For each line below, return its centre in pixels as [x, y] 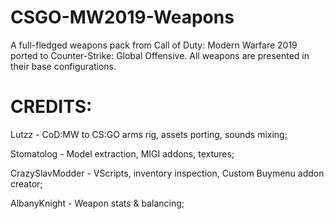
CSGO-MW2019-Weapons [122, 17]
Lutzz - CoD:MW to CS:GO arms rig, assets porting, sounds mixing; [149, 134]
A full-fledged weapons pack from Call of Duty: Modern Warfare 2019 [154, 45]
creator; [26, 183]
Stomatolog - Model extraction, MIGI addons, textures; [122, 153]
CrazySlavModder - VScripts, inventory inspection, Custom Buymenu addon [167, 173]
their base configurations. [63, 66]
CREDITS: [51, 107]
